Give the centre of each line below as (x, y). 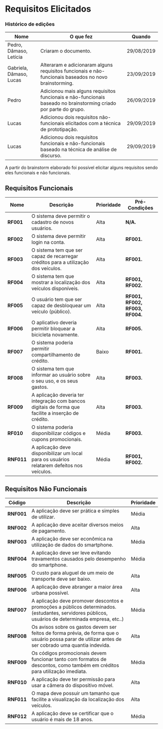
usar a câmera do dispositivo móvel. (73, 686)
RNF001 (17, 514)
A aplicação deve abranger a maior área (77, 587)
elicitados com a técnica (93, 124)
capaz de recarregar (55, 256)
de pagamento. (49, 531)
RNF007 (17, 610)
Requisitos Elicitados (48, 9)
